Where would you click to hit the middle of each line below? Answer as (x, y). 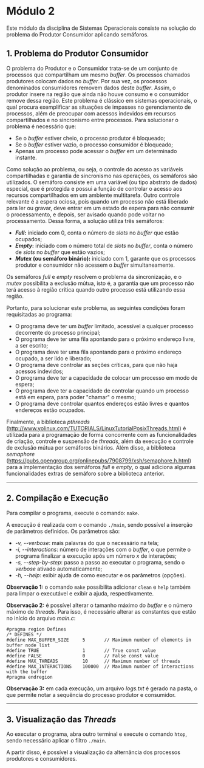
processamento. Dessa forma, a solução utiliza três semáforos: (85, 221)
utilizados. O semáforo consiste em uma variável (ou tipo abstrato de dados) (102, 182)
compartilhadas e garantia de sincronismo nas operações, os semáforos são (102, 176)
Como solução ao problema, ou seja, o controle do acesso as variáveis (95, 169)
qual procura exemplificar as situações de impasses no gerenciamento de (99, 107)
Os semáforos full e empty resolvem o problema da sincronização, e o (94, 276)
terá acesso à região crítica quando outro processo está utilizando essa (96, 289)
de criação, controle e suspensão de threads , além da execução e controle (100, 441)
